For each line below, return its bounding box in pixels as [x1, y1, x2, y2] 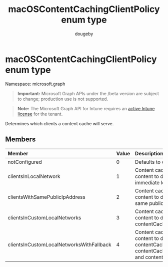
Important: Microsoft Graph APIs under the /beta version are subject [17, 90, 159, 96]
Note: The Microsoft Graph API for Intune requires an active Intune [17, 105, 155, 111]
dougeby [74, 31, 93, 37]
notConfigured [7, 158, 42, 165]
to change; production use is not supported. [17, 96, 108, 102]
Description [134, 150, 163, 157]
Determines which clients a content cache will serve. [5, 120, 114, 126]
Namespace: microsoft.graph [5, 81, 65, 87]
